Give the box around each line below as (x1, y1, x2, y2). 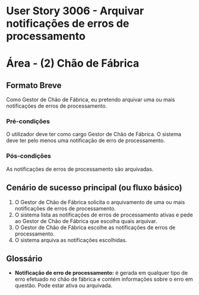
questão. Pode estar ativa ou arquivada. (14, 282, 113, 289)
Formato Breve (6, 80, 62, 90)
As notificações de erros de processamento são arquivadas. (6, 165, 154, 172)
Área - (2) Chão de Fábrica (6, 57, 140, 70)
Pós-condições (6, 152, 52, 160)
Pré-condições (6, 117, 50, 125)
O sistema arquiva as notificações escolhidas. (14, 236, 128, 243)
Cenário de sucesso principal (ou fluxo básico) (6, 183, 182, 193)
